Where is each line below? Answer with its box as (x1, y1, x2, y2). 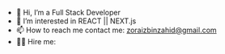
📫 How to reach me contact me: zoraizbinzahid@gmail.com (15, 25, 217, 35)
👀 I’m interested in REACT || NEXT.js (15, 16, 137, 26)
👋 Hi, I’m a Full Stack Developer (15, 8, 121, 17)
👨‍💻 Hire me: (15, 37, 57, 46)
